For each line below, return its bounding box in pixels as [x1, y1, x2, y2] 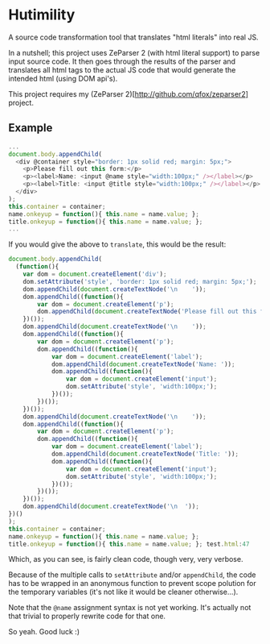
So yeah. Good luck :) [8, 627, 80, 637]
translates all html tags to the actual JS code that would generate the [8, 64, 236, 74]
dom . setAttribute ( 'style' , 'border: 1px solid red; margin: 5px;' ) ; [22, 277, 257, 285]
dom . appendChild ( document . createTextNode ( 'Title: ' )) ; [51, 450, 239, 458]
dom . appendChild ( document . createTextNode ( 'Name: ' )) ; [51, 360, 235, 368]
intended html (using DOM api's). [8, 73, 118, 83]
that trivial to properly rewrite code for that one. [8, 611, 166, 621]
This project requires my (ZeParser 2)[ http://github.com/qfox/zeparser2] [8, 89, 249, 98]
